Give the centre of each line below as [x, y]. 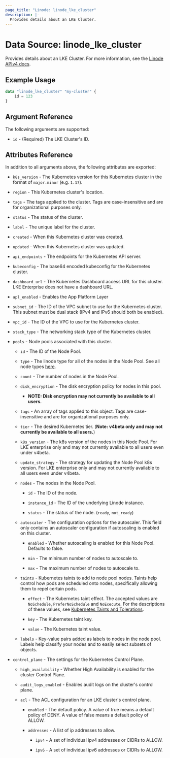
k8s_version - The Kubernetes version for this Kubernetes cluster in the [87, 177]
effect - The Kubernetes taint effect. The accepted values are [93, 599]
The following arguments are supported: [47, 129]
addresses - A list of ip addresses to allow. [72, 730]
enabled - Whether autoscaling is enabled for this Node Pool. [91, 543]
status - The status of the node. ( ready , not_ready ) [81, 513]
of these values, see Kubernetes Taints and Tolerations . [86, 609]
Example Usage [30, 80]
